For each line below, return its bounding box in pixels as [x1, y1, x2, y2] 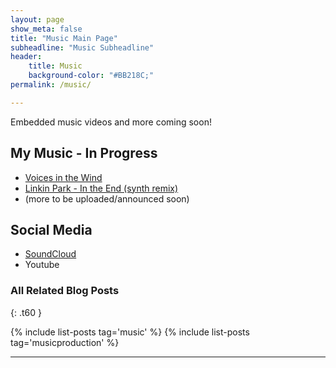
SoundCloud [24, 248, 77, 260]
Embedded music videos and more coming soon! [10, 116, 212, 128]
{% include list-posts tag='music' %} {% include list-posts [10, 326, 250, 338]
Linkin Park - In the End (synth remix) [24, 182, 179, 194]
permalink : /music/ [10, 80, 92, 90]
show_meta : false [10, 24, 83, 34]
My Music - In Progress [10, 145, 158, 162]
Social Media [10, 221, 93, 238]
